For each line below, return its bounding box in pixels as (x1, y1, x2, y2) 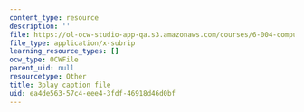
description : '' (9, 22, 71, 31)
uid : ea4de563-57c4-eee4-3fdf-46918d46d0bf (9, 89, 176, 98)
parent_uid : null (9, 64, 75, 73)
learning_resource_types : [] (9, 47, 119, 56)
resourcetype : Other (9, 72, 88, 81)
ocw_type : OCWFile (9, 55, 79, 64)
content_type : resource (9, 13, 100, 23)
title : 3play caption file (9, 80, 111, 89)
